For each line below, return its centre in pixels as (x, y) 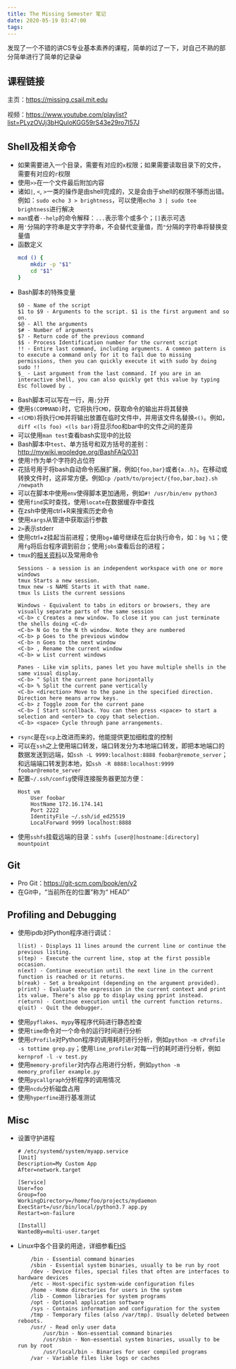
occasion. (32, 965)
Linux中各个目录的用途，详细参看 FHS (72, 1245)
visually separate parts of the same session (85, 611)
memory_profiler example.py (58, 1072)
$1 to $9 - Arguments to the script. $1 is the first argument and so (123, 312)
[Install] (32, 1226)
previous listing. (44, 952)
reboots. (30, 1321)
